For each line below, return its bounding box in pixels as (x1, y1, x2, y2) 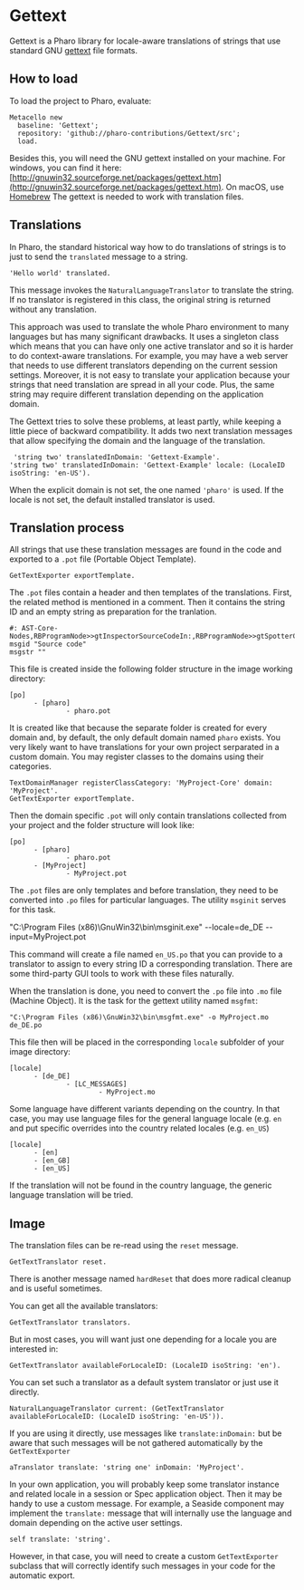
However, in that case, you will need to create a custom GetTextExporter (9, 1551, 279, 1562)
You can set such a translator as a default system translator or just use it (9, 1377, 279, 1388)
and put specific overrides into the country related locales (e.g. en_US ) (9, 1123, 270, 1133)
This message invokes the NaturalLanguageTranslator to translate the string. (9, 284, 294, 295)
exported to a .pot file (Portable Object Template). (9, 554, 196, 564)
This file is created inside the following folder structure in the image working (9, 663, 293, 675)
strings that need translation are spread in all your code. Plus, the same (9, 379, 275, 390)
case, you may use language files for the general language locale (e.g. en (9, 1113, 282, 1124)
